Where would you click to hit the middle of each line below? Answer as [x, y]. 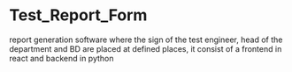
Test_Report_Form [78, 15]
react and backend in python [61, 58]
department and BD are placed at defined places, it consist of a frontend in [146, 48]
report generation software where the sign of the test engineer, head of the [146, 40]
